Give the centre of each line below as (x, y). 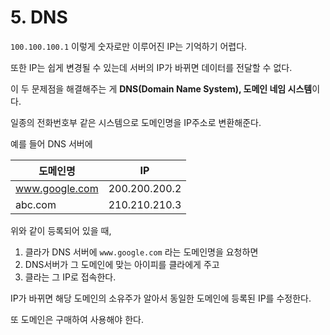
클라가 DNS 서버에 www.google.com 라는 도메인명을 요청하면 (141, 252)
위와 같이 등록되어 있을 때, (61, 230)
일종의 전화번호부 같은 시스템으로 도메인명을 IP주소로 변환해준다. (136, 122)
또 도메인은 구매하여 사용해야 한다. (77, 319)
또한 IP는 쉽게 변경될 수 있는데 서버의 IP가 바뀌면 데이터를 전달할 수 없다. (151, 67)
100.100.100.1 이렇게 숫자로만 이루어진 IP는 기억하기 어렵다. (129, 46)
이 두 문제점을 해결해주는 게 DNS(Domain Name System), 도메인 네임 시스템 (161, 88)
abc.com (36, 204)
